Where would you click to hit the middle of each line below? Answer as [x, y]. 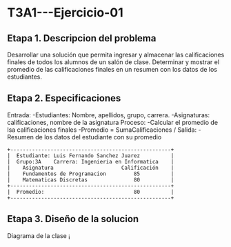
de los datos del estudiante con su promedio [99, 137]
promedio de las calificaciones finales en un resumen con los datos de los [112, 69]
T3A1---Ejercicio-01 [65, 13]
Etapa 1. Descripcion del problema [82, 38]
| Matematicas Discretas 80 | [91, 180]
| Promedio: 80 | [91, 192]
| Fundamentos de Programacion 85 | [91, 174]
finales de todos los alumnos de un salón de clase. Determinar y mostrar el [113, 62]
